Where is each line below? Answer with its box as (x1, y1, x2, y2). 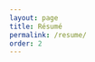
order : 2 (9, 38, 43, 48)
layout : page (9, 13, 59, 23)
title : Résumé (9, 22, 63, 31)
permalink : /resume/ (9, 30, 88, 39)
